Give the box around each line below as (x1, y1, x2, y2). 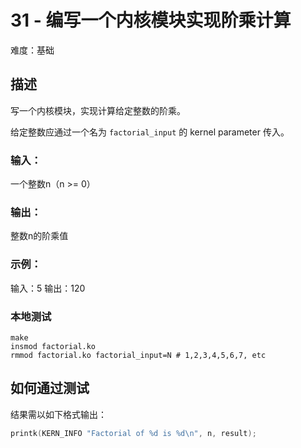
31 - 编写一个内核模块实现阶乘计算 (10, 9, 292, 32)
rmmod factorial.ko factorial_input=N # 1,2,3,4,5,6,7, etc (10, 350, 267, 360)
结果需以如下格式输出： (10, 408, 107, 420)
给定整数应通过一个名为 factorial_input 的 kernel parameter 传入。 (10, 126, 290, 138)
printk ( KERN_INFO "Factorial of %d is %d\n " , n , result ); (10, 428, 257, 438)
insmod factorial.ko (10, 341, 97, 351)
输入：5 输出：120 (10, 282, 86, 294)
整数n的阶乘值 (10, 230, 69, 242)
